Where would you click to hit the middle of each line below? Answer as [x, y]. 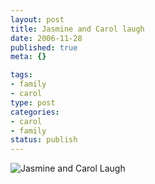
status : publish [44, 140]
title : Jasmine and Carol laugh [77, 29]
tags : [21, 75]
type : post [33, 102]
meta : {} [28, 57]
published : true [44, 47]
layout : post [37, 19]
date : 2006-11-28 [46, 38]
